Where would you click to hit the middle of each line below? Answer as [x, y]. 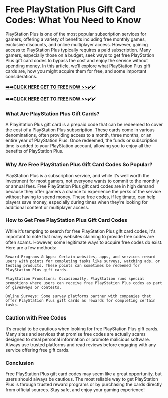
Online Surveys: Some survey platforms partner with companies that [78, 296]
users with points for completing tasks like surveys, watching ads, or [83, 261]
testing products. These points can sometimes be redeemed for [73, 265]
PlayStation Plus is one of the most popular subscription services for [76, 34]
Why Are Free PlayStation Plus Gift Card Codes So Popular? [79, 165]
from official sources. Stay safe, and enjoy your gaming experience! [75, 390]
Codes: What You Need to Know [73, 20]
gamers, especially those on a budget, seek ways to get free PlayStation [80, 55]
